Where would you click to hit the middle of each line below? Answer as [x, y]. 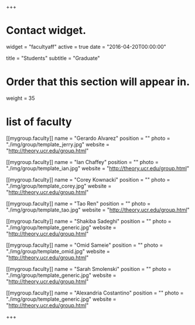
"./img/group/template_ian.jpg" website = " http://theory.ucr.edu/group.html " [97, 168]
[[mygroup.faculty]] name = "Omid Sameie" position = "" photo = [85, 245]
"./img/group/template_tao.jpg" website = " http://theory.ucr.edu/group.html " [98, 210]
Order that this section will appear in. [98, 82]
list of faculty [39, 122]
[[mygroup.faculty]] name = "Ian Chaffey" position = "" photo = [83, 162]
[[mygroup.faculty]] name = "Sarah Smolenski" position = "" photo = [89, 269]
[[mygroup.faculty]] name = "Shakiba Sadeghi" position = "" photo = [89, 221]
